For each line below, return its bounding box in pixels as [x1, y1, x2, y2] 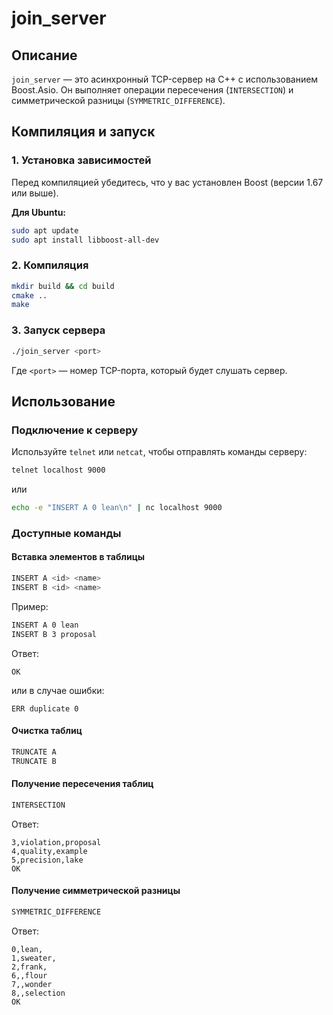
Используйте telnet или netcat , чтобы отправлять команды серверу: [11, 446, 308, 458]
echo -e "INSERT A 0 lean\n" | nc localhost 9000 [11, 503, 223, 513]
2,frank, [11, 962, 48, 972]
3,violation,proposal [11, 837, 102, 847]
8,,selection [11, 988, 66, 998]
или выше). [11, 187, 59, 199]
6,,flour [11, 970, 48, 981]
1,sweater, [11, 953, 57, 963]
